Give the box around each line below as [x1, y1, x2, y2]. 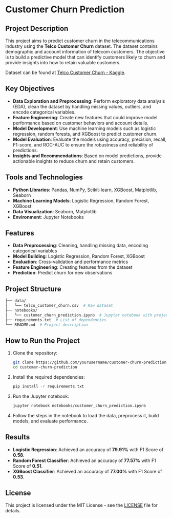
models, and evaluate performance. [12, 418, 88, 424]
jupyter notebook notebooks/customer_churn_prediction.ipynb [12, 403, 146, 408]
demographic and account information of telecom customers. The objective [5, 49, 165, 54]
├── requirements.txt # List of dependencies [5, 317, 106, 322]
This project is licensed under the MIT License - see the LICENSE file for [5, 502, 158, 508]
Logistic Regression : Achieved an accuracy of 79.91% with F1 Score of [12, 446, 164, 453]
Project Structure [5, 284, 61, 293]
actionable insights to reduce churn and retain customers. [12, 158, 135, 164]
